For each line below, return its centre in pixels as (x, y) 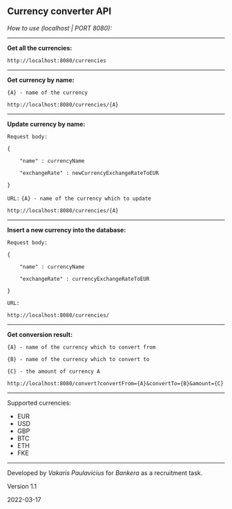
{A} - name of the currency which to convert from (81, 347)
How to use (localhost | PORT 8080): (60, 28)
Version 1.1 (22, 486)
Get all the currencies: (40, 48)
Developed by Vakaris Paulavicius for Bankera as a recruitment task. (105, 472)
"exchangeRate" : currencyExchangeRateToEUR (85, 279)
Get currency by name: (41, 80)
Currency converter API (59, 11)
